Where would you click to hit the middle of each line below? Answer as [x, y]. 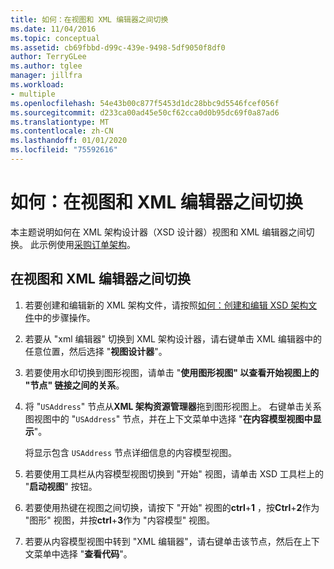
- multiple [33, 94]
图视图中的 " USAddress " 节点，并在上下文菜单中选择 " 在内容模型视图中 [168, 418]
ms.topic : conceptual [55, 38]
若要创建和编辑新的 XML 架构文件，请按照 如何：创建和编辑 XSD [156, 305]
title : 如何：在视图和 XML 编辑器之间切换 [89, 19]
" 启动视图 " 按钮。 [61, 486]
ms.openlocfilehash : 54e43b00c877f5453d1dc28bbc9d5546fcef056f [145, 103]
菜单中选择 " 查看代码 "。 [83, 553]
